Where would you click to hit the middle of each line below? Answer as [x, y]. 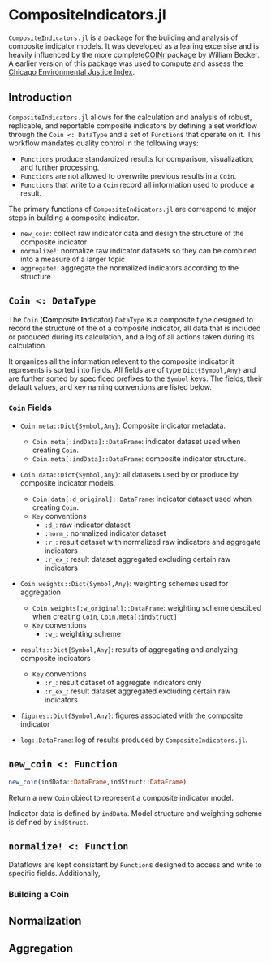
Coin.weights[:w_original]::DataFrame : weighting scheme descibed [147, 607]
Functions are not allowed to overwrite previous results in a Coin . [128, 175]
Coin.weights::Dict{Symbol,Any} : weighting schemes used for [124, 583]
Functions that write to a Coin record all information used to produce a [137, 184]
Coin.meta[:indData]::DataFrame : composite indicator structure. [139, 458]
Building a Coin [39, 895]
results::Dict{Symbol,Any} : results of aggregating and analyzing [129, 649]
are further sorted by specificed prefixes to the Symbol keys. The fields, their [135, 378]
